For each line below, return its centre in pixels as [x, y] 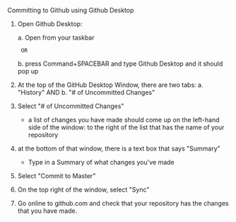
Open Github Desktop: [50, 24]
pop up [28, 71]
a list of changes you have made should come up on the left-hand [124, 120]
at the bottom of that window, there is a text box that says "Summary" [119, 148]
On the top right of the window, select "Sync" [83, 189]
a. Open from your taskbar [56, 37]
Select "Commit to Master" [57, 176]
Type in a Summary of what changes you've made [101, 162]
